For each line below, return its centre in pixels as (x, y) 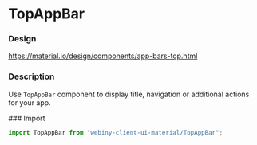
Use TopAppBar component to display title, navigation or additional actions (129, 94)
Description (32, 76)
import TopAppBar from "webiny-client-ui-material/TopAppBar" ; (116, 132)
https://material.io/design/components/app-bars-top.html (103, 56)
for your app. (30, 102)
